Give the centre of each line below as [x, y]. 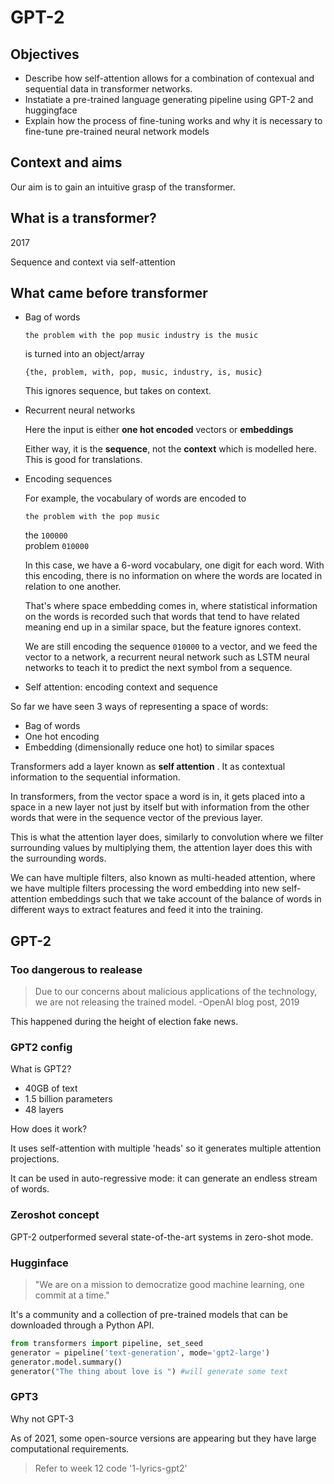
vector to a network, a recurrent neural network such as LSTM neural [167, 657]
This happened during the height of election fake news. [124, 1022]
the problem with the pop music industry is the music [141, 336]
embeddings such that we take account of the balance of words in [185, 899]
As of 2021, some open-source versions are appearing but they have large [163, 1438]
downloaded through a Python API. [82, 1325]
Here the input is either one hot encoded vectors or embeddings [159, 430]
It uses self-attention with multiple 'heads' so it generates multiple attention [166, 1148]
